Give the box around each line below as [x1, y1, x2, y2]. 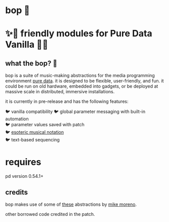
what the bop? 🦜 [5, 59, 57, 67]
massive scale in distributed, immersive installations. [5, 89, 115, 95]
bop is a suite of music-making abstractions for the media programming [5, 72, 155, 79]
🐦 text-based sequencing [5, 137, 60, 143]
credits [5, 188, 28, 197]
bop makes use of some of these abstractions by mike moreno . [5, 201, 137, 207]
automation [5, 116, 29, 122]
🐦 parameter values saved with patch [5, 122, 85, 128]
